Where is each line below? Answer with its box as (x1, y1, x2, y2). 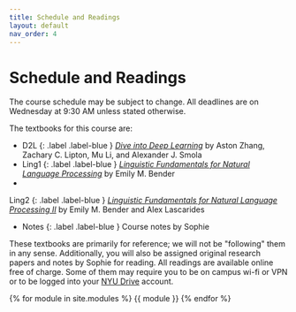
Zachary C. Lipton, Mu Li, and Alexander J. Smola (21, 149, 202, 160)
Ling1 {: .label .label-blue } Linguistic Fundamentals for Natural (21, 159, 250, 170)
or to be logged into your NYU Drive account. (9, 276, 174, 287)
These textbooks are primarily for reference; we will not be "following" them (9, 239, 285, 249)
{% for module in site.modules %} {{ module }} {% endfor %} (9, 293, 231, 304)
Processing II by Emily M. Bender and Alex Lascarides (9, 204, 205, 215)
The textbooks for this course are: (9, 123, 133, 133)
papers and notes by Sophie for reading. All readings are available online (9, 257, 274, 268)
